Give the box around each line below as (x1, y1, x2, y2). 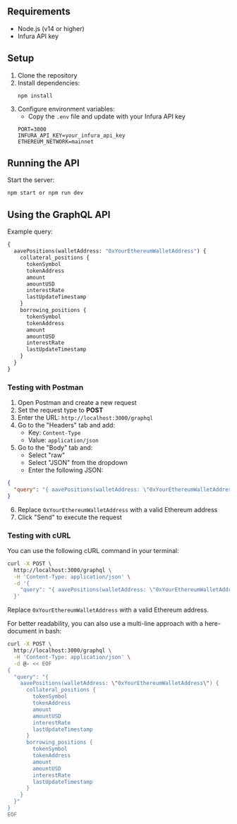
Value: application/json (28, 436, 99, 444)
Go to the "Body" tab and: (17, 444, 93, 452)
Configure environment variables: (17, 104, 115, 113)
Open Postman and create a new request (17, 399, 137, 407)
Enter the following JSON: (28, 466, 104, 475)
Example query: (7, 227, 53, 236)
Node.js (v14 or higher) (17, 24, 85, 32)
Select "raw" (28, 451, 66, 459)
